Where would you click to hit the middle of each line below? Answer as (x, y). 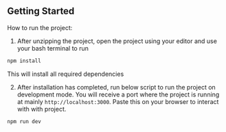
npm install (24, 61)
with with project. (42, 109)
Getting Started (41, 11)
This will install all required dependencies (66, 74)
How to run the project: (40, 27)
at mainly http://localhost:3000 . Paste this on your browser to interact (118, 101)
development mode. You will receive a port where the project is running (118, 94)
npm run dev (24, 121)
